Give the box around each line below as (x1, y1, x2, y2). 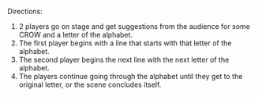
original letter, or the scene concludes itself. (18, 80, 162, 89)
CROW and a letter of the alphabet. (18, 31, 133, 39)
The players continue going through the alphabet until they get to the (18, 72, 243, 81)
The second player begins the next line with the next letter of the (18, 55, 230, 64)
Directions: (7, 7, 43, 16)
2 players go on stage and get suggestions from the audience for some (18, 22, 250, 31)
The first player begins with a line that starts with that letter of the (18, 38, 232, 48)
